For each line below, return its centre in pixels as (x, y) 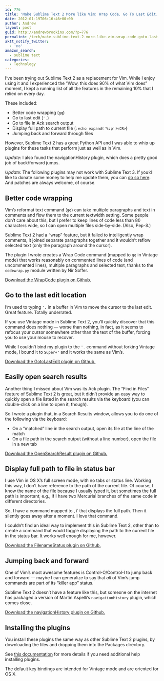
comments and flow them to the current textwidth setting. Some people (77, 215)
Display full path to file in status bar (60, 468)
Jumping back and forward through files (53, 134)
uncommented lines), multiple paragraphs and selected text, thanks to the (79, 265)
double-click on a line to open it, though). (47, 404)
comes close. (19, 603)
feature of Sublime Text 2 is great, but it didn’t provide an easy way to (75, 394)
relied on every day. (25, 94)
